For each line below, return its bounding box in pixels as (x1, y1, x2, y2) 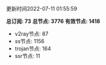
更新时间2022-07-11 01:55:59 (6, 5, 78, 12)
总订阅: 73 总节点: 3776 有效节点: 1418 (6, 18, 101, 25)
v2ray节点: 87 (14, 30, 49, 37)
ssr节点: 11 (14, 53, 40, 59)
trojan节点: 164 (14, 45, 52, 52)
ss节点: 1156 (14, 38, 44, 44)
